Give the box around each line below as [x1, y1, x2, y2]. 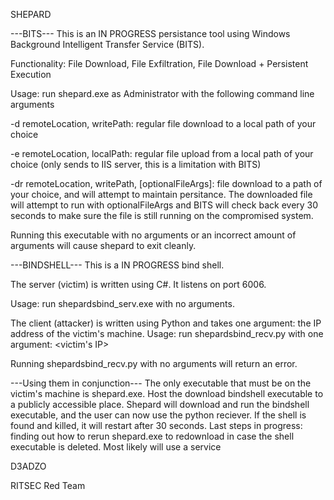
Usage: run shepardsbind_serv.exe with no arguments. [10, 298, 235, 309]
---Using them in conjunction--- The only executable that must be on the [10, 377, 312, 389]
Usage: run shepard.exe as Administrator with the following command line [10, 88, 315, 99]
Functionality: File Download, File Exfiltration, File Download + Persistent [10, 58, 309, 69]
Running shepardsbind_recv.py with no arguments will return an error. [10, 358, 298, 369]
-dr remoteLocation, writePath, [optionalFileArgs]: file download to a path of [10, 178, 323, 189]
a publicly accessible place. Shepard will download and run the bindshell [10, 399, 310, 410]
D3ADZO [10, 460, 47, 472]
